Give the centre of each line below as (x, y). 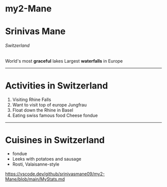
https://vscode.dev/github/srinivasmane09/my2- (55, 174)
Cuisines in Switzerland (55, 140)
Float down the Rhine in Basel (43, 110)
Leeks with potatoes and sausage (47, 159)
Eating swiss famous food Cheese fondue (55, 115)
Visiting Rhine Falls (32, 99)
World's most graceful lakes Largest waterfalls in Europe (64, 61)
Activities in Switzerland (57, 86)
